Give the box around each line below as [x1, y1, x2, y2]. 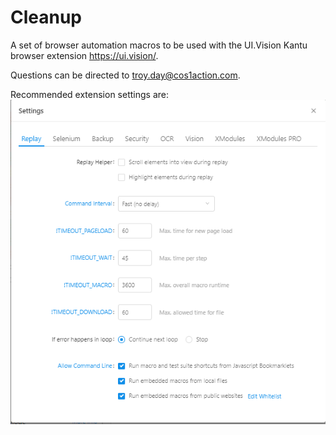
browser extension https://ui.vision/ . [10, 49, 159, 61]
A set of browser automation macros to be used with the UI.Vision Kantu [10, 39, 308, 51]
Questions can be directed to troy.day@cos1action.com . [10, 69, 241, 81]
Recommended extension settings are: [10, 88, 169, 100]
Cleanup [10, 6, 83, 29]
